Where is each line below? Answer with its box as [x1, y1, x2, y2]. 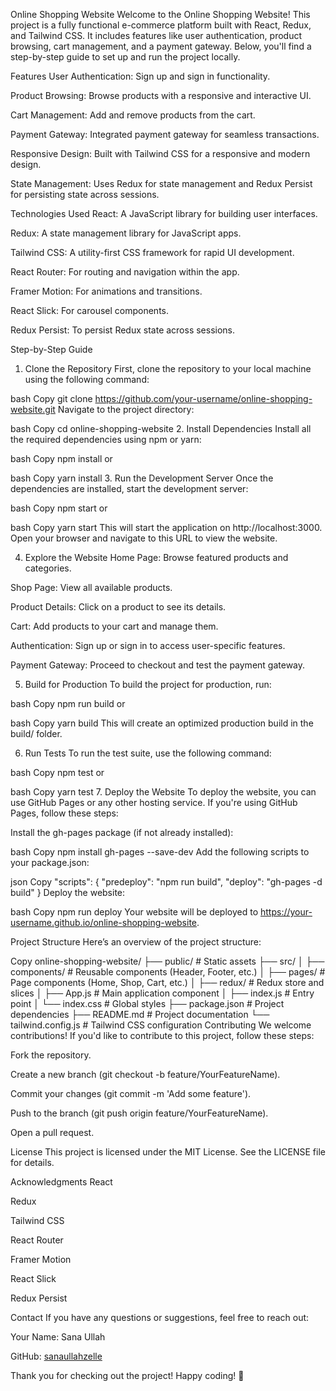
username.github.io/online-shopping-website [10, 917, 197, 928]
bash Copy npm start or [10, 502, 108, 514]
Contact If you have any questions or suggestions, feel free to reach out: [10, 1312, 310, 1323]
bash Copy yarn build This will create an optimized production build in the [10, 717, 314, 729]
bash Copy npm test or [10, 767, 105, 778]
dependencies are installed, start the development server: [10, 483, 249, 494]
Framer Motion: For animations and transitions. [10, 285, 203, 297]
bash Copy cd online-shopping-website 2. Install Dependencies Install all [10, 423, 312, 434]
